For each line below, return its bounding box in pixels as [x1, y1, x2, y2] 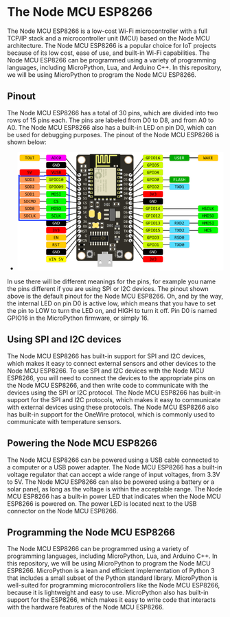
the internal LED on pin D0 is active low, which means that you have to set [7, 299, 216, 307]
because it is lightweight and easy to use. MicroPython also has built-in [7, 588, 209, 597]
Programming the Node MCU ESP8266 [7, 526, 176, 539]
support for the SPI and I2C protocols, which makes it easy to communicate [7, 395, 221, 404]
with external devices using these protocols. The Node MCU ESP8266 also [7, 403, 219, 411]
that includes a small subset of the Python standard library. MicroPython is [7, 574, 218, 582]
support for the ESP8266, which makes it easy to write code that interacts [7, 596, 216, 604]
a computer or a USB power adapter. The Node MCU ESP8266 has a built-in [7, 463, 222, 471]
